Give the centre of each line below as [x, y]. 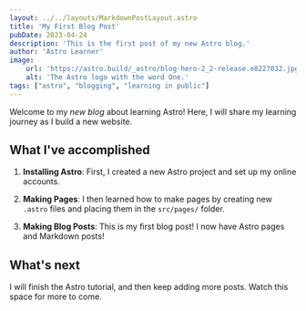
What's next [45, 265]
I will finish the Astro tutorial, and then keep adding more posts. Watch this [149, 287]
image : [22, 60]
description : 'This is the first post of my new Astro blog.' [130, 43]
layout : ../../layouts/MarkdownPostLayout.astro [103, 18]
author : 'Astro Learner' [56, 52]
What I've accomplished [80, 150]
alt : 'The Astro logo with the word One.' [107, 78]
